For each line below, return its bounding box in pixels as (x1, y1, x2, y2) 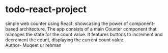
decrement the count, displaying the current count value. (5, 37, 125, 43)
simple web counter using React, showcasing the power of (5, 20, 128, 26)
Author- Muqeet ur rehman (5, 42, 62, 48)
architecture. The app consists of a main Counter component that (19, 25, 157, 32)
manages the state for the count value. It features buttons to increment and (5, 31, 163, 37)
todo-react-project (5, 4, 87, 15)
